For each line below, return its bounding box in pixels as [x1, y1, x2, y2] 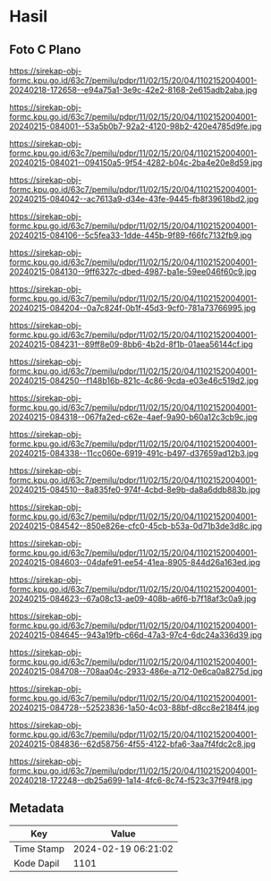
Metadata [9, 801, 64, 816]
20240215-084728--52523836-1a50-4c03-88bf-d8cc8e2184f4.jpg [9, 702, 259, 713]
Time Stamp [13, 843, 65, 855]
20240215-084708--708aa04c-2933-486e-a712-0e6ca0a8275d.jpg [9, 666, 263, 676]
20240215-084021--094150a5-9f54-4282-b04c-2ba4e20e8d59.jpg [9, 157, 263, 167]
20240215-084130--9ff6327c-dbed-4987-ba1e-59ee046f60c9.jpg [9, 267, 257, 276]
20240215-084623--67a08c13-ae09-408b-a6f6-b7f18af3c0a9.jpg [9, 593, 257, 604]
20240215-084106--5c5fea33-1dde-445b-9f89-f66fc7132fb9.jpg [9, 230, 252, 241]
